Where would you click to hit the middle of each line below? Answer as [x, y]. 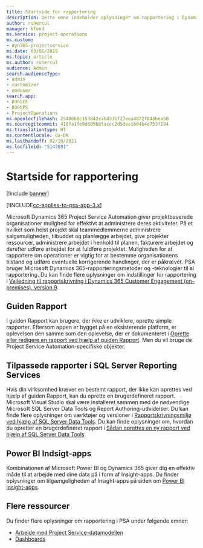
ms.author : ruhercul [32, 62]
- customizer [23, 85]
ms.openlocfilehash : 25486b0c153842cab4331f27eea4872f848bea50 [88, 118]
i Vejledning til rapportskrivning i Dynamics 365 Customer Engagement [95, 281]
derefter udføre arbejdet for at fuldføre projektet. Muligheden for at [89, 249]
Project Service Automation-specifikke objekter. [66, 347]
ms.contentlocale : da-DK [37, 136]
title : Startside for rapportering [51, 12]
